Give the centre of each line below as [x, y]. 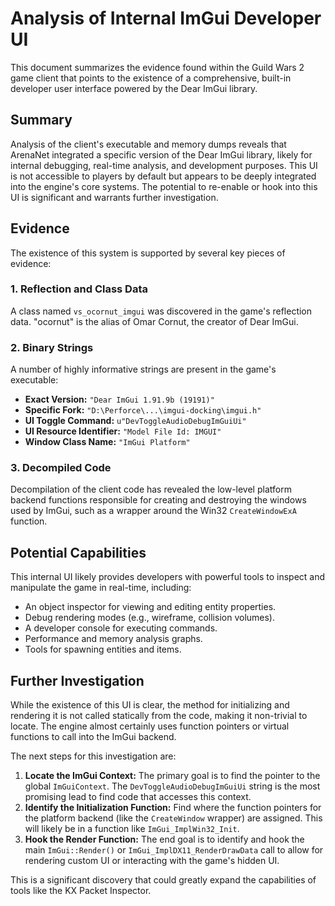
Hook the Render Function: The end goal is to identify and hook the [164, 839]
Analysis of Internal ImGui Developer [166, 18]
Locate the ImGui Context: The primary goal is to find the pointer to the [172, 776]
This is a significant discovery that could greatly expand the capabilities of [163, 880]
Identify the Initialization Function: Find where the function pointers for [173, 808]
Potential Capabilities [78, 552]
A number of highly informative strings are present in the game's [143, 369]
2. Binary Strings [52, 347]
